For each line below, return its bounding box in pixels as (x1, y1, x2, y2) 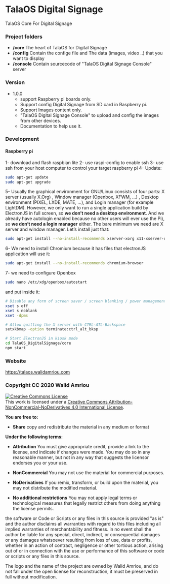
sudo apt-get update (5, 174, 49, 180)
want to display (12, 55, 45, 62)
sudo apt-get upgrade (5, 179, 51, 185)
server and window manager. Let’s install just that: (5, 226, 110, 232)
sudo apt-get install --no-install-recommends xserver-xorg (5, 236, 135, 241)
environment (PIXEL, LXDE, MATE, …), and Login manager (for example (5, 199, 154, 205)
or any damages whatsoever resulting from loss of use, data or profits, (5, 537, 152, 543)
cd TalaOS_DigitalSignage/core (5, 341, 71, 346)
